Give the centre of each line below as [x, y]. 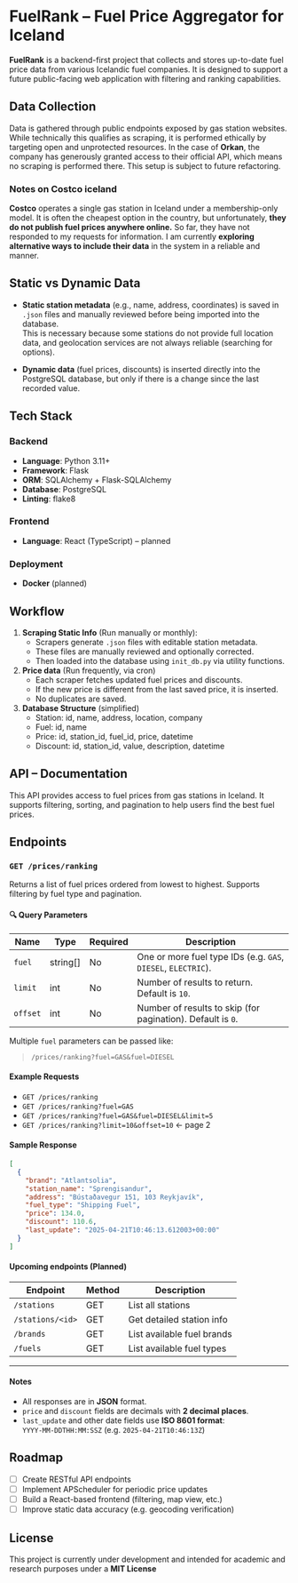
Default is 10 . [164, 993]
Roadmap [36, 1458]
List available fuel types [177, 1348]
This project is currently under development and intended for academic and [147, 1559]
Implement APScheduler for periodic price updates [115, 1489]
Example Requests [44, 1076]
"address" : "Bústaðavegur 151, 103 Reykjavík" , [114, 1197]
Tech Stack [41, 416]
